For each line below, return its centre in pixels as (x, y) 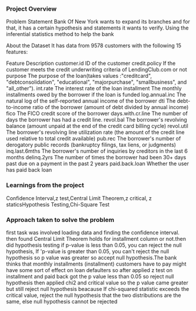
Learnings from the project (45, 185)
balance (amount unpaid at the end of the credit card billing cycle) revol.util (97, 126)
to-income (19, 107)
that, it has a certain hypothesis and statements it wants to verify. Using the (97, 28)
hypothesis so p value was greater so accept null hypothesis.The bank (92, 257)
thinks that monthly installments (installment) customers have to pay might (96, 264)
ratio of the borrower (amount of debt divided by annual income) (110, 107)
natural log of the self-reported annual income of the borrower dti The (91, 101)
